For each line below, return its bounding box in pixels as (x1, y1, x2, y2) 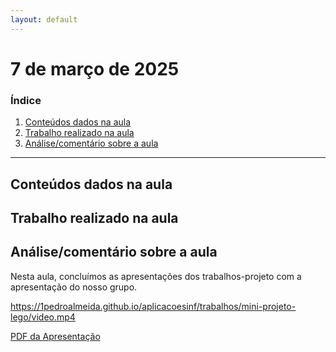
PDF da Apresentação (10, 330, 101, 342)
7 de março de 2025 (10, 57, 180, 80)
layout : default (10, 14, 78, 25)
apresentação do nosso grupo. (10, 281, 138, 293)
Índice (10, 93, 42, 107)
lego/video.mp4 (10, 311, 76, 323)
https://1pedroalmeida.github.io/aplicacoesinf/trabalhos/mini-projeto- (10, 300, 297, 312)
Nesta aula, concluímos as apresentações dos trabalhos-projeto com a (10, 270, 302, 282)
